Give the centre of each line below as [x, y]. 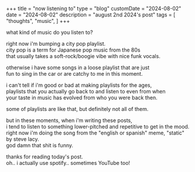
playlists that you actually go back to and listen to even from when [86, 91]
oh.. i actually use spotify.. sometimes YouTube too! [68, 163]
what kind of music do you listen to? [49, 32]
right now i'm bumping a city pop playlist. [56, 44]
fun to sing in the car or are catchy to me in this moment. [74, 74]
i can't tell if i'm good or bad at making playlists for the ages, [79, 85]
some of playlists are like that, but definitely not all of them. [77, 109]
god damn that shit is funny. [40, 145]
